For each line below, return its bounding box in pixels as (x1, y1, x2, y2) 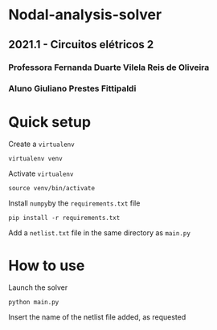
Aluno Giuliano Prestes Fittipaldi (8, 83, 137, 94)
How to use (8, 256, 85, 275)
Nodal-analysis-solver (8, 6, 162, 24)
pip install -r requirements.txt (8, 214, 121, 222)
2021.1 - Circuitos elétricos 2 (8, 38, 154, 51)
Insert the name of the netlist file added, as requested (8, 312, 186, 322)
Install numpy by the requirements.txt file (8, 198, 141, 208)
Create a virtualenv (8, 139, 75, 149)
